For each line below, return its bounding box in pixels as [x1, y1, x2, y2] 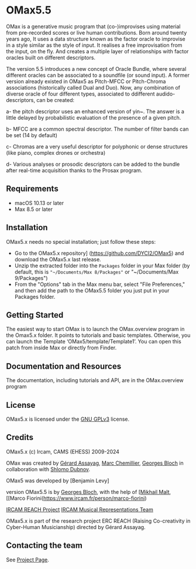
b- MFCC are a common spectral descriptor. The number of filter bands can [6, 125, 189, 132]
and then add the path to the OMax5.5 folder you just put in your [14, 287, 170, 294]
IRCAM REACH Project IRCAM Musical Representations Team [6, 506, 153, 513]
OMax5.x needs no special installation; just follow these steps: [6, 238, 156, 245]
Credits [6, 432, 34, 442]
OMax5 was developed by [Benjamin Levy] [6, 477, 109, 484]
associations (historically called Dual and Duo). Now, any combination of [6, 84, 180, 91]
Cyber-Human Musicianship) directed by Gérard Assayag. [6, 523, 146, 530]
